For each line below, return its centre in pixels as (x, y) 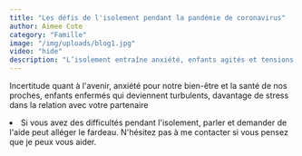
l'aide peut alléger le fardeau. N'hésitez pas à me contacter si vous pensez (149, 132)
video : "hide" (36, 52)
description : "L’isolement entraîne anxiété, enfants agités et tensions (152, 60)
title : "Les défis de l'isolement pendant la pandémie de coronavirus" (147, 18)
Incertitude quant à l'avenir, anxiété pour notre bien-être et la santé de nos (148, 86)
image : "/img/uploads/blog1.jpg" (73, 43)
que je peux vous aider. (53, 142)
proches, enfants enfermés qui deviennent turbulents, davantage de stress (149, 95)
